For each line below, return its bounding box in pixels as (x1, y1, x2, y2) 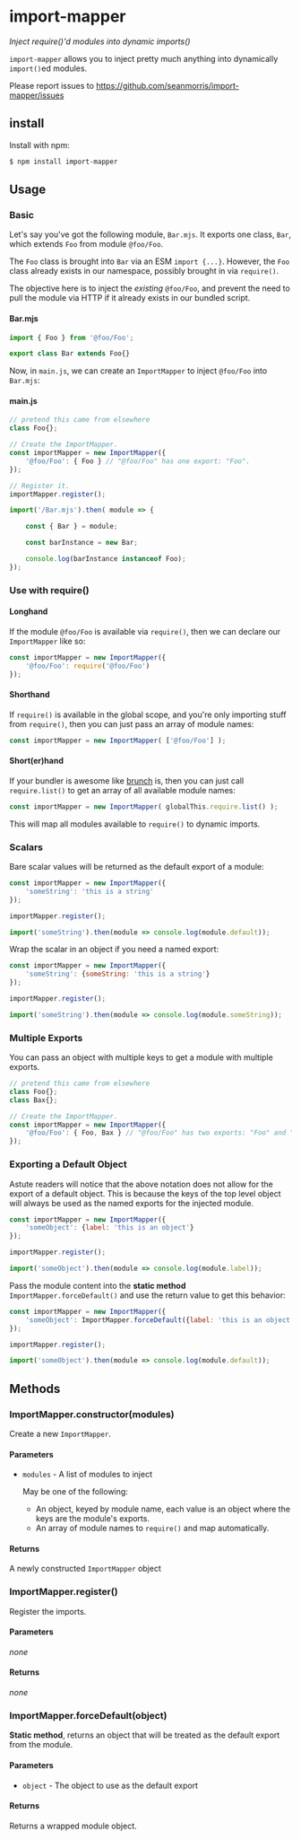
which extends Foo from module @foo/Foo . (9, 239, 164, 250)
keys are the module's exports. (35, 1513, 150, 1524)
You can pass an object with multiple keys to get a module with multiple (9, 1052, 273, 1063)
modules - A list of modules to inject (21, 1469, 152, 1480)
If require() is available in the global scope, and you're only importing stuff (9, 709, 287, 720)
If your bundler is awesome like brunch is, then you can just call (9, 775, 245, 786)
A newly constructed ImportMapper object (9, 1564, 161, 1574)
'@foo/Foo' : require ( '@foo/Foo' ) (25, 662, 150, 670)
